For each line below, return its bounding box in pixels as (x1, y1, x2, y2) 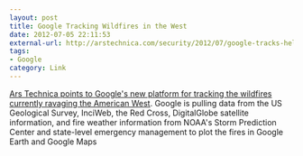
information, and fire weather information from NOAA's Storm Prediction (9, 116, 277, 127)
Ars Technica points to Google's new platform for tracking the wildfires (9, 87, 272, 99)
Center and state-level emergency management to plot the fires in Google (9, 126, 284, 137)
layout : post (9, 13, 59, 23)
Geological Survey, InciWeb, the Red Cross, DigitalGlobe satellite (9, 107, 250, 118)
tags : (9, 47, 30, 56)
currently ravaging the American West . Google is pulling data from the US (9, 97, 282, 108)
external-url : (9, 38, 63, 48)
